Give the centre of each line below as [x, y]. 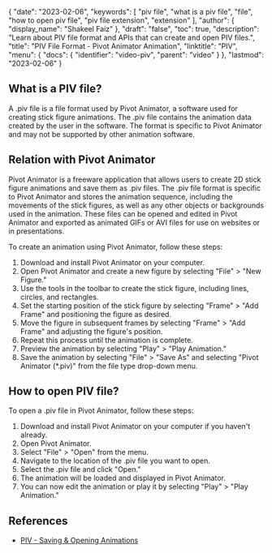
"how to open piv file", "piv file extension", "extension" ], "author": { [121, 20]
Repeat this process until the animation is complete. [106, 340]
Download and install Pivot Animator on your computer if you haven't [135, 427]
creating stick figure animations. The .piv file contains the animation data [130, 117]
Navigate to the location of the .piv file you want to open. [115, 461]
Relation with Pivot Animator [82, 160]
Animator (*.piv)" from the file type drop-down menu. [109, 366]
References [38, 521]
